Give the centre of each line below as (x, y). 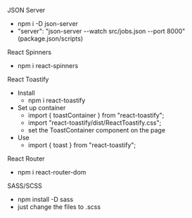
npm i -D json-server (48, 23)
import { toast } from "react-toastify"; (82, 145)
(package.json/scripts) (50, 39)
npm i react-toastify (57, 100)
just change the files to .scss (59, 207)
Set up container (41, 108)
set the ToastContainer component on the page (97, 130)
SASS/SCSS (25, 186)
